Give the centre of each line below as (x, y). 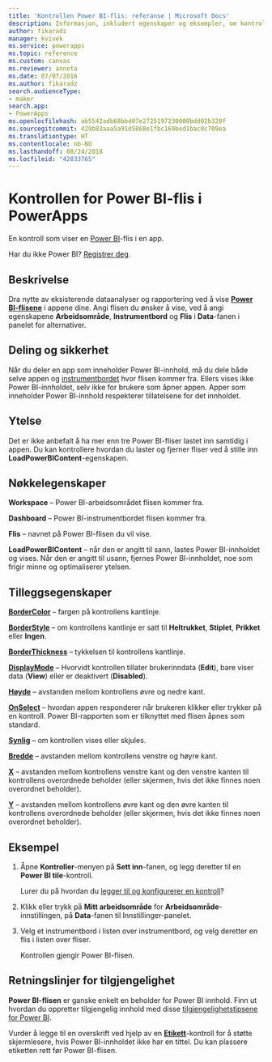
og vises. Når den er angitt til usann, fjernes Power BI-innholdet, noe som (131, 559)
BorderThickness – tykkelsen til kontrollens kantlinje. (97, 652)
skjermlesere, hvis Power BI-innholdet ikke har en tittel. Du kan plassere (128, 1042)
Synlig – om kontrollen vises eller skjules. (77, 741)
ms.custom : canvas (39, 62)
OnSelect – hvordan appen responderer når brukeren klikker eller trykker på (135, 707)
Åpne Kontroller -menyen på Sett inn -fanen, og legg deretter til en (130, 867)
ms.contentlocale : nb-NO (50, 144)
